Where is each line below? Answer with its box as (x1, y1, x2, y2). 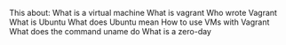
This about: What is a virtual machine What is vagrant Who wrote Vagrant (9, 8, 278, 18)
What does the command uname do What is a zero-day (9, 26, 211, 36)
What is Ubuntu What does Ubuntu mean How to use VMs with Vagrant (9, 17, 270, 27)
